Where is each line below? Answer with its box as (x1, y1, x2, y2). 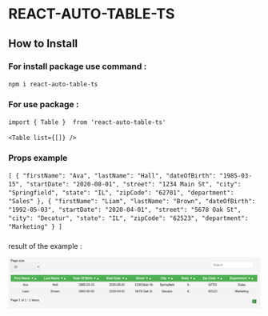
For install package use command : (8, 61, 147, 72)
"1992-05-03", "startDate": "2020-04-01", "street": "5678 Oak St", (8, 206, 242, 214)
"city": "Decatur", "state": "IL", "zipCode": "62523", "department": (8, 214, 249, 222)
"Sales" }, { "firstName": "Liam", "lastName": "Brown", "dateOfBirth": (8, 198, 256, 206)
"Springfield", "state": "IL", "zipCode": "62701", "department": (8, 189, 234, 197)
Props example (8, 153, 68, 164)
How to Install (8, 37, 78, 50)
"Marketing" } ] (8, 223, 62, 231)
